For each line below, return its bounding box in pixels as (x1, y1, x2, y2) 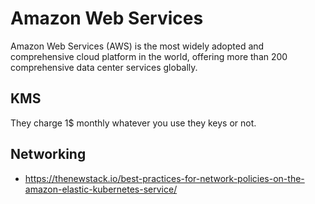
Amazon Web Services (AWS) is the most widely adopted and (10, 40, 265, 52)
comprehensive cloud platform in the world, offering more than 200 (10, 50, 288, 62)
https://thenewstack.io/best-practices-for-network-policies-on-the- (24, 172, 305, 184)
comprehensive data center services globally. (10, 61, 198, 73)
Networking (10, 146, 87, 163)
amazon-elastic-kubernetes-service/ (24, 183, 178, 195)
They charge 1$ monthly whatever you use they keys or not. (10, 117, 257, 129)
